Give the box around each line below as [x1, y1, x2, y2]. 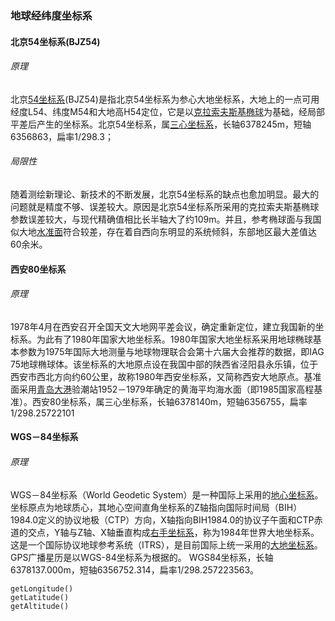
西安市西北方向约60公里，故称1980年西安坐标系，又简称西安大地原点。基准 [10, 370, 322, 382]
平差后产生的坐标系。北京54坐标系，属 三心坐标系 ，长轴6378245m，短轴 [10, 118, 312, 130]
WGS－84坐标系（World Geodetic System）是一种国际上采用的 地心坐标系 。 [10, 488, 324, 501]
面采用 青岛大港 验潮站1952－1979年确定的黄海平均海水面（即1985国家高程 [10, 383, 315, 395]
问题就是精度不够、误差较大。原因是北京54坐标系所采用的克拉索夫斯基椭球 [10, 200, 320, 212]
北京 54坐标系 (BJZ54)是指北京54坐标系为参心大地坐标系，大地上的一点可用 [10, 93, 320, 105]
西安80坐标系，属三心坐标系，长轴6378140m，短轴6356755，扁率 [31, 395, 308, 407]
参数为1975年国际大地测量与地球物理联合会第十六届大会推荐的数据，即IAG [18, 345, 325, 357]
